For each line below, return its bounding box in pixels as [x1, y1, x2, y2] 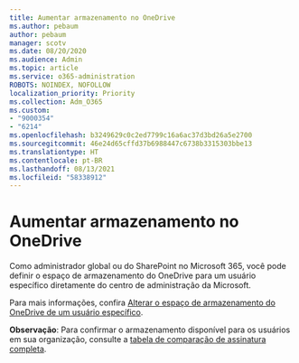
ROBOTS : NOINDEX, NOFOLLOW [9, 80, 111, 89]
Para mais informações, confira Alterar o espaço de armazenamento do [9, 297, 276, 308]
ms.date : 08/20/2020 [9, 47, 88, 56]
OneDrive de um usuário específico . [9, 307, 144, 318]
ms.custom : [9, 106, 51, 115]
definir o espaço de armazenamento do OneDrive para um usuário [9, 270, 257, 281]
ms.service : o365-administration [9, 72, 135, 81]
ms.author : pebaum [9, 22, 79, 31]
